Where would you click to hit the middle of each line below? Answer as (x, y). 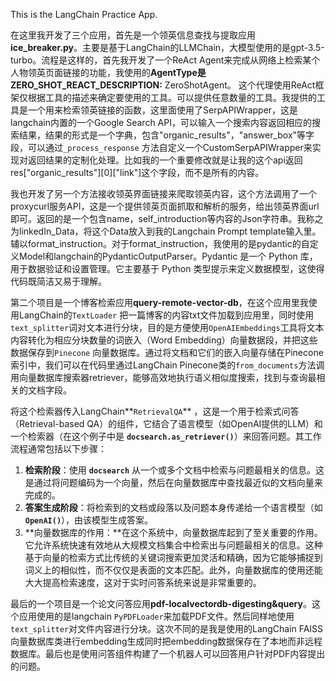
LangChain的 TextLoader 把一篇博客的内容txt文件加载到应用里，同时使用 (166, 315)
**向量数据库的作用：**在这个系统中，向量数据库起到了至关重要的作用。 (173, 532)
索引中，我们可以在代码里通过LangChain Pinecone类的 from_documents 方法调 (167, 365)
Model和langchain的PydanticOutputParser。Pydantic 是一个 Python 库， (168, 256)
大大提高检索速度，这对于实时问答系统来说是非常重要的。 (143, 582)
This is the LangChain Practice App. (84, 14)
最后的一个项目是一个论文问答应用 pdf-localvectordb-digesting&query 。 (161, 603)
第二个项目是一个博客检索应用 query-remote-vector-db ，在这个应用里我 (159, 302)
